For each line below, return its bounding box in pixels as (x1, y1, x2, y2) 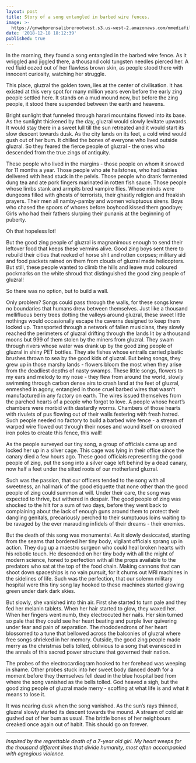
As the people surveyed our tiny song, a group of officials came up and (6, 441, 177, 447)
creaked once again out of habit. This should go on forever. (6, 721, 149, 728)
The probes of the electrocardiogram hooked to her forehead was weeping (6, 660, 186, 667)
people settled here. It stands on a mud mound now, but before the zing (6, 94, 178, 101)
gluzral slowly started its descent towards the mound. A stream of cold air (6, 709, 184, 715)
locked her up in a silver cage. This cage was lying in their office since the (6, 447, 184, 454)
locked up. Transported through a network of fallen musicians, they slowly (6, 324, 185, 330)
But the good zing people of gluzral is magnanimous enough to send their (6, 239, 183, 246)
